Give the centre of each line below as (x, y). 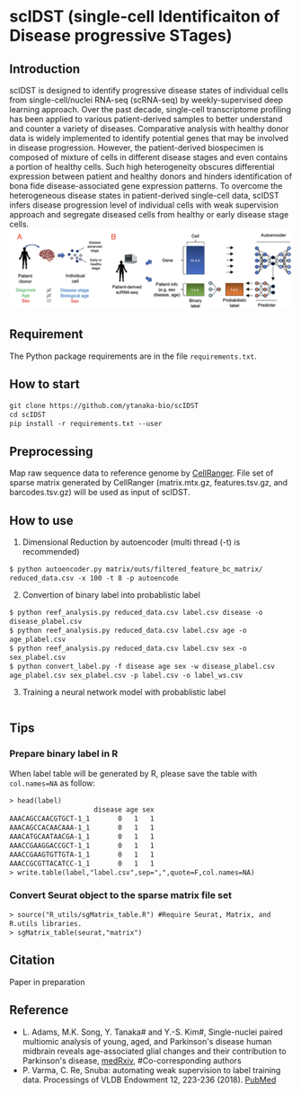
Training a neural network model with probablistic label (124, 692)
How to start (44, 384)
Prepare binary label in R (64, 754)
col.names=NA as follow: (53, 783)
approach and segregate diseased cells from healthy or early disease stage (149, 214)
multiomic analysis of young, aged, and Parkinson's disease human (147, 1041)
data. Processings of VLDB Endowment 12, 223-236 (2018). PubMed (149, 1080)
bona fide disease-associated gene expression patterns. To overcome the (146, 186)
